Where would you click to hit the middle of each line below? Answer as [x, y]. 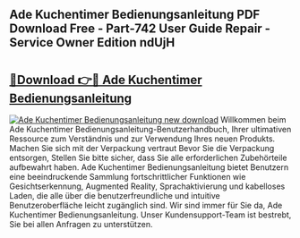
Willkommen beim [253, 119]
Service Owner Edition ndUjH [92, 42]
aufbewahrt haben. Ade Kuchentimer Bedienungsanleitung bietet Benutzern [149, 167]
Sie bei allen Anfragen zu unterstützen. [81, 224]
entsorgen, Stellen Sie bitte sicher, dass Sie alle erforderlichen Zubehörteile [148, 157]
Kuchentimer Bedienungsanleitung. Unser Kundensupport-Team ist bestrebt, [150, 215]
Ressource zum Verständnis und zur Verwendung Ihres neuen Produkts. [142, 139]
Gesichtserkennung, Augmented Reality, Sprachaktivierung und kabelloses [147, 186]
